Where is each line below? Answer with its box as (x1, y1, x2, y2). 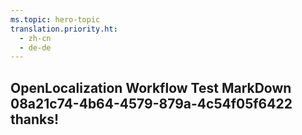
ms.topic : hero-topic (10, 14, 101, 25)
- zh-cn (19, 33, 52, 43)
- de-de (19, 42, 52, 53)
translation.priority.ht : (10, 24, 118, 34)
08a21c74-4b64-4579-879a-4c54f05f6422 (10, 95, 293, 112)
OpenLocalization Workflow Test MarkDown (10, 79, 292, 96)
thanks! (10, 111, 60, 128)
